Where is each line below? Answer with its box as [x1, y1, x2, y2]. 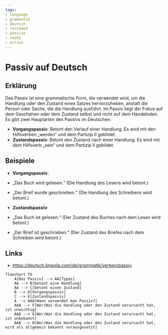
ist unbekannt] [5, 316, 37, 321]
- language [5, 12, 28, 17]
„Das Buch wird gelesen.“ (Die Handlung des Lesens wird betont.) [12, 179, 149, 186]
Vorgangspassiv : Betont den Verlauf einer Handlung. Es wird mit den [12, 126, 156, 132]
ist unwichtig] [5, 307, 37, 312]
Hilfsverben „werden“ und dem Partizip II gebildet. [12, 131, 116, 137]
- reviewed [5, 26, 28, 31]
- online [5, 40, 24, 45]
